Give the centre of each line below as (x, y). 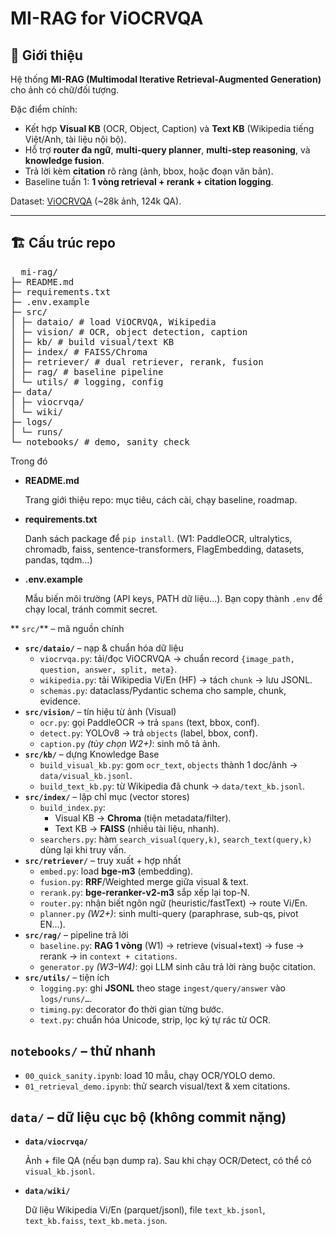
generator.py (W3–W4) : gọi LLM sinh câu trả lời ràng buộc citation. (178, 966)
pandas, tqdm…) (58, 559)
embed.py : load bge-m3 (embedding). (116, 871)
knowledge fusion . (64, 160)
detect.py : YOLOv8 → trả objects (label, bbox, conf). (148, 733)
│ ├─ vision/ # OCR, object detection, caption (129, 331)
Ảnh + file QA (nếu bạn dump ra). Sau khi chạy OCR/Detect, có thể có (168, 1161)
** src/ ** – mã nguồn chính (67, 628)
